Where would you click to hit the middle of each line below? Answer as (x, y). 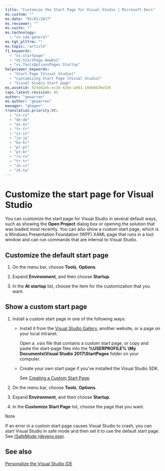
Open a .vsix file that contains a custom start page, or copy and (84, 343)
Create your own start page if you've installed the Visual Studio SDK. (89, 368)
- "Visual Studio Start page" (40, 83)
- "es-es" (19, 124)
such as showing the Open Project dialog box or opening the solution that (80, 224)
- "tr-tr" (19, 161)
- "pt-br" (19, 152)
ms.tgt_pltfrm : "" (24, 42)
